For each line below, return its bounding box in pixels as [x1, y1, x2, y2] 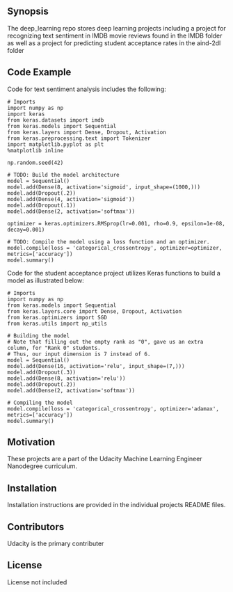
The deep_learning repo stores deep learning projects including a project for [7, 24, 226, 32]
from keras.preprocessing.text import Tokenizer [7, 135, 151, 142]
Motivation [7, 436, 56, 448]
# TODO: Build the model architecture [7, 171, 120, 178]
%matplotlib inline [7, 147, 64, 154]
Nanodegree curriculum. [7, 462, 78, 470]
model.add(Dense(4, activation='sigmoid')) [7, 195, 136, 202]
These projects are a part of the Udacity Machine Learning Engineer [7, 455, 203, 463]
